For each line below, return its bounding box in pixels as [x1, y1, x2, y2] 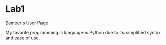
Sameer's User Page [5, 20, 48, 26]
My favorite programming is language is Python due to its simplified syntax [5, 29, 161, 35]
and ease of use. [5, 35, 40, 41]
